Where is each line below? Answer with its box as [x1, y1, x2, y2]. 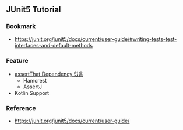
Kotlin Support [14, 89, 50, 96]
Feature [6, 56, 29, 64]
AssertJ [23, 83, 43, 90]
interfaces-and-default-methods [14, 42, 93, 49]
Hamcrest [23, 77, 47, 84]
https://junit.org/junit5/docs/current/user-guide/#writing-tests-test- [14, 35, 177, 43]
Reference [6, 104, 36, 112]
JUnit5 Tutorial [6, 5, 61, 15]
